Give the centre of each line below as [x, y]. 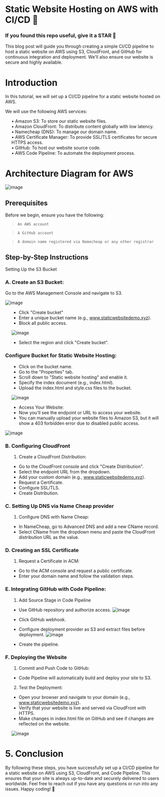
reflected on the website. [44, 724]
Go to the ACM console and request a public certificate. [76, 571]
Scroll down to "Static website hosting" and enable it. [73, 377]
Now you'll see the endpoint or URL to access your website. [80, 412]
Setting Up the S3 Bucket [31, 269]
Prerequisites [26, 203]
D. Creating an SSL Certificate [42, 551]
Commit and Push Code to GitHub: [54, 668]
